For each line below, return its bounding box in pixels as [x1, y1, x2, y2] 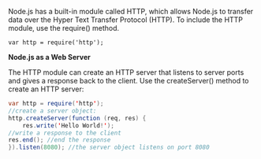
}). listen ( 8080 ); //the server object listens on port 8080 [8, 143, 211, 152]
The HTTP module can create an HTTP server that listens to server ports [8, 68, 244, 77]
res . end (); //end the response [8, 136, 111, 144]
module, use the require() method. [8, 24, 120, 32]
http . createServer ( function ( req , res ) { [8, 114, 147, 122]
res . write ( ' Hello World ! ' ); [22, 121, 114, 129]
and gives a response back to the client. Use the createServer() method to [8, 76, 250, 85]
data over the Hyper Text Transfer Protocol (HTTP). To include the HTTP [8, 15, 243, 24]
